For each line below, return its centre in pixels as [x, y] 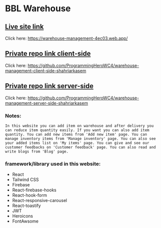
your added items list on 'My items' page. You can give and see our [77, 143]
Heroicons [22, 216]
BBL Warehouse [38, 9]
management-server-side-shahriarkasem [47, 103]
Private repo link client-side [48, 54]
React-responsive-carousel [40, 201]
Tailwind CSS [25, 180]
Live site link [24, 27]
